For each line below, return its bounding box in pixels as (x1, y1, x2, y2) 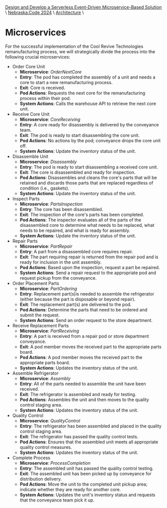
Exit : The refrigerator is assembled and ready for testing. (19, 391, 137, 397)
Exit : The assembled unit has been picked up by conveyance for (19, 470, 152, 477)
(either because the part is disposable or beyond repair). (19, 296, 136, 302)
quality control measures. (19, 444, 72, 450)
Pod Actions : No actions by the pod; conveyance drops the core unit (19, 137, 161, 143)
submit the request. (19, 312, 60, 318)
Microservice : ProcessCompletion (19, 460, 91, 466)
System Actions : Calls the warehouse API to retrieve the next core (19, 101, 157, 106)
